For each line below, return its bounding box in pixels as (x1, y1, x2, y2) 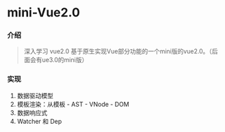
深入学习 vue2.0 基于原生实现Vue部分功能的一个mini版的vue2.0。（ (23, 47, 212, 55)
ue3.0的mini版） (42, 56, 88, 64)
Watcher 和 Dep (16, 117, 62, 125)
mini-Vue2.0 (7, 5, 81, 21)
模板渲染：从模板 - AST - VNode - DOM (16, 100, 130, 108)
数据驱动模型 (16, 91, 53, 100)
